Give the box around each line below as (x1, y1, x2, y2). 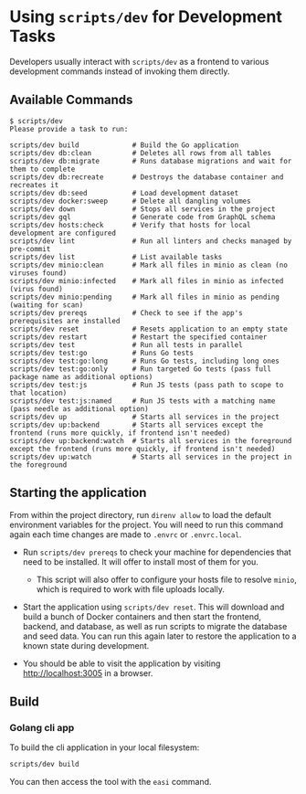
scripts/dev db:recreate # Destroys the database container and (9, 172, 284, 182)
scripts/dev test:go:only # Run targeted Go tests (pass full (9, 364, 272, 374)
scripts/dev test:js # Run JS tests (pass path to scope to (9, 380, 284, 389)
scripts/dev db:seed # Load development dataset (9, 188, 239, 197)
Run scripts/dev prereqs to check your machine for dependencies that (22, 546, 292, 557)
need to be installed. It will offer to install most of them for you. (22, 556, 259, 567)
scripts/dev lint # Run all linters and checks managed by (9, 236, 292, 246)
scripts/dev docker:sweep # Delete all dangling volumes (9, 196, 251, 206)
